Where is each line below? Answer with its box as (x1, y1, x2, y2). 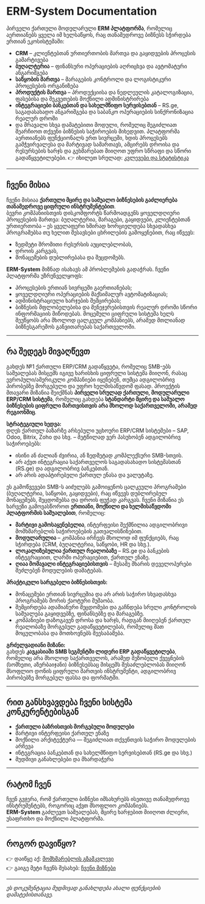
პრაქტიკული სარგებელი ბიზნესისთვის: (6, 578, 108, 586)
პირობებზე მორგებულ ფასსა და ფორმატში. (6, 674, 120, 681)
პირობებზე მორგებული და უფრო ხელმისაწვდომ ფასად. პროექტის (6, 382, 181, 390)
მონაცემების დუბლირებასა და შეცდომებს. (15, 253, 126, 261)
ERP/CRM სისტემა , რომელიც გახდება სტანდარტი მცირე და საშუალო (6, 395, 185, 403)
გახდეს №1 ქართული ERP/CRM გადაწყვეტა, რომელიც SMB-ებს (6, 363, 171, 370)
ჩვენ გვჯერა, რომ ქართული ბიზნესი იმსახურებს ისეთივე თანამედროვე (6, 796, 190, 803)
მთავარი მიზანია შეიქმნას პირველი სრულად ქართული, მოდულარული (6, 389, 190, 396)
